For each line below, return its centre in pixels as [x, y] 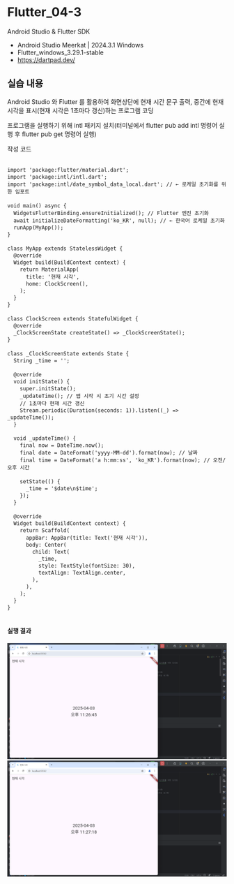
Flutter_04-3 [45, 12]
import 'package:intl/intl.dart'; [57, 177]
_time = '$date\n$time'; [62, 488]
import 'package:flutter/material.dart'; [68, 170]
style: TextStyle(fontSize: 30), [87, 566]
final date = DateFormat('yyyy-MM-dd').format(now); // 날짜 [109, 452]
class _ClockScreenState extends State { [68, 353]
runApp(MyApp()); [39, 228]
